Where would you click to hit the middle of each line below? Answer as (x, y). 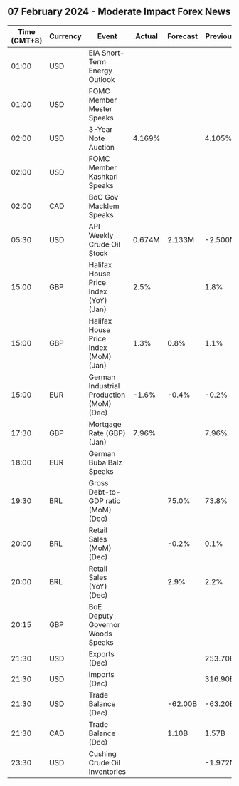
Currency (65, 36)
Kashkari (103, 176)
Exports (102, 653)
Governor (105, 624)
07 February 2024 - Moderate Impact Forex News (119, 12)
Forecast (182, 36)
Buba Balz (106, 462)
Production (107, 395)
